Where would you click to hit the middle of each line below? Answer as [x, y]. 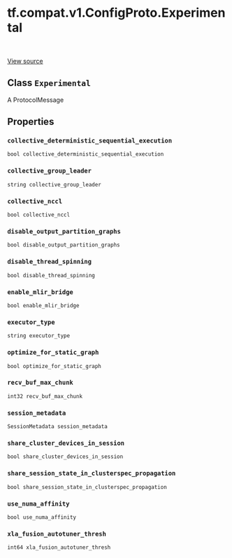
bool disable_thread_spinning [51, 275]
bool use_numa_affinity [42, 517]
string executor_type [39, 336]
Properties [31, 122]
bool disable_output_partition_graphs [64, 245]
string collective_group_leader [54, 184]
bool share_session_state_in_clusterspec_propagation [87, 487]
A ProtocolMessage [36, 100]
